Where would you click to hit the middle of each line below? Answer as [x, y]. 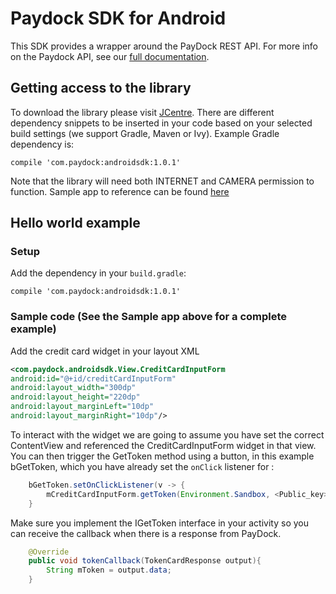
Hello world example [75, 223]
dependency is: [42, 144]
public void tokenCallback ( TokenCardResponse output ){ [145, 561]
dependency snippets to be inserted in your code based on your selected [161, 123]
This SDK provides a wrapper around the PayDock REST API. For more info [164, 46]
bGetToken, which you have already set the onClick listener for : [142, 466]
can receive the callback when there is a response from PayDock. [146, 533]
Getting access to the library [101, 88]
